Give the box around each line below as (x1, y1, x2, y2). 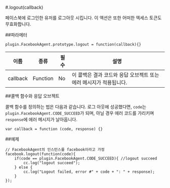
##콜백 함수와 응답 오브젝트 (5, 93, 60, 99)
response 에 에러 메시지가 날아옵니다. (5, 117, 77, 122)
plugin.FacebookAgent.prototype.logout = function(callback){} (5, 42, 142, 47)
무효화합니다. (5, 21, 31, 27)
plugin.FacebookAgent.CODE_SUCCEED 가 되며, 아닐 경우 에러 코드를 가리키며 (5, 110, 154, 116)
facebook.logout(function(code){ (5, 152, 76, 157)
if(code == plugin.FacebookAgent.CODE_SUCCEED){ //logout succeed (14, 156, 157, 161)
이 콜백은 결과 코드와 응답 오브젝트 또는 (71, 71, 159, 78)
